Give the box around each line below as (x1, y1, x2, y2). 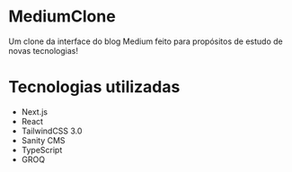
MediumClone (8, 6, 116, 27)
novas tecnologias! (8, 45, 78, 56)
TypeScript (21, 144, 63, 155)
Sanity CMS (21, 134, 66, 145)
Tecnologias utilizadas (8, 77, 181, 98)
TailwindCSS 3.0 (21, 125, 83, 136)
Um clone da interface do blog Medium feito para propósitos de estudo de (8, 36, 284, 47)
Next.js (21, 106, 49, 117)
